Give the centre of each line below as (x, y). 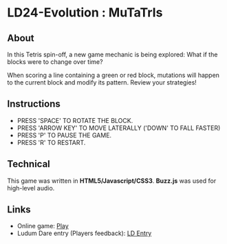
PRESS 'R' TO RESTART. (51, 142)
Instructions (34, 104)
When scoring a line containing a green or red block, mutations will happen (113, 75)
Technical (29, 164)
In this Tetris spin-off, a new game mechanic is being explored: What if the (112, 54)
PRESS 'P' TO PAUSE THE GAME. (64, 135)
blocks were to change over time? (55, 62)
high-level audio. (31, 188)
